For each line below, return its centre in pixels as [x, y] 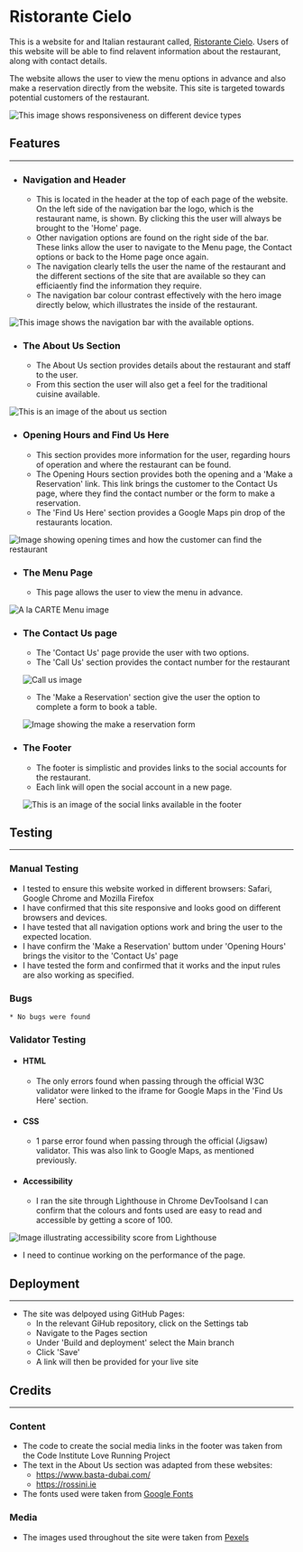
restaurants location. [74, 522]
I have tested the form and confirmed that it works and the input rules [151, 965]
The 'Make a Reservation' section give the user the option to [148, 697]
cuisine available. [68, 394]
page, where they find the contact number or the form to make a [155, 493]
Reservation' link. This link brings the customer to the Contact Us [156, 483]
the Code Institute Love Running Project [96, 1455]
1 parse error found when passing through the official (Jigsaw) [152, 1141]
